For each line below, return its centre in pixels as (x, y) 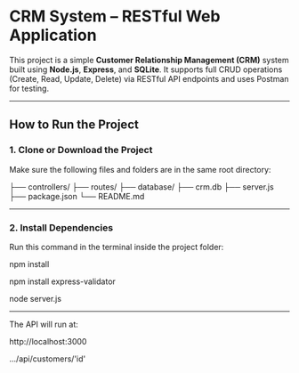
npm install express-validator (62, 281)
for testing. (29, 88)
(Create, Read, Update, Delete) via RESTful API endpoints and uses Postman (149, 78)
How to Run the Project (74, 125)
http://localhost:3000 (48, 341)
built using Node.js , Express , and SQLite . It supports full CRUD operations (146, 69)
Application (53, 35)
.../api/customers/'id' (48, 359)
